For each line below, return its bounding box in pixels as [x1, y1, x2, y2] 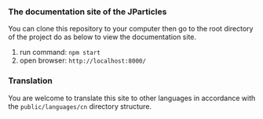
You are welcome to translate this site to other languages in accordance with [8, 93, 256, 103]
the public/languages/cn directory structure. [8, 101, 152, 111]
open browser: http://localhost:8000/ [19, 56, 147, 65]
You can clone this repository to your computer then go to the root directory [8, 24, 254, 34]
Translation [8, 75, 53, 86]
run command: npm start [19, 48, 100, 57]
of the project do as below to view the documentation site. [8, 32, 197, 41]
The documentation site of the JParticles [8, 6, 167, 17]
